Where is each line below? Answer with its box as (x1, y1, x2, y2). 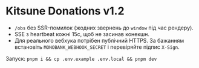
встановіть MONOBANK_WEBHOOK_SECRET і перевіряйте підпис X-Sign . (14, 43, 180, 51)
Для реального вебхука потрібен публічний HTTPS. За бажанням (14, 37, 184, 44)
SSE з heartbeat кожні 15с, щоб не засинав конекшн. (14, 30, 149, 37)
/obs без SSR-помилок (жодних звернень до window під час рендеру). (14, 24, 194, 31)
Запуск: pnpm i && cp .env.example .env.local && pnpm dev (5, 55, 157, 62)
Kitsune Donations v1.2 (5, 4, 125, 18)
